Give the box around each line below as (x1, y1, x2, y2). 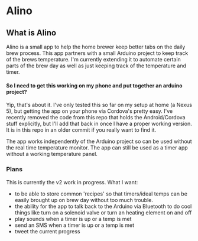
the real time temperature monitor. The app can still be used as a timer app (6, 144, 188, 151)
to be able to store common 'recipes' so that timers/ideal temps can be (14, 190, 188, 197)
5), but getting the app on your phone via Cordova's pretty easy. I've (6, 108, 173, 115)
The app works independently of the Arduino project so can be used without (6, 138, 192, 145)
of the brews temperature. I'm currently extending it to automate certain (6, 56, 181, 63)
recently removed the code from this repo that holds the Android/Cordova (6, 114, 186, 121)
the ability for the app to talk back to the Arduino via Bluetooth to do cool (14, 203, 192, 210)
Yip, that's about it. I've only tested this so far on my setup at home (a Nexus (6, 102, 192, 109)
